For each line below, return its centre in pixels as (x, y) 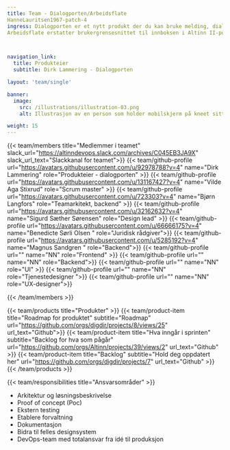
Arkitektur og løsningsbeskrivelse (64, 396)
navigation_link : (32, 57)
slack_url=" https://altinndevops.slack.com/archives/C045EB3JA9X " (103, 153)
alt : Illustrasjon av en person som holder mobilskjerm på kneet (115, 114)
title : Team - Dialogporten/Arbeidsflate (67, 13)
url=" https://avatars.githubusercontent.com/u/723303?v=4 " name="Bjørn (111, 197)
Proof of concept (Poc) (49, 403)
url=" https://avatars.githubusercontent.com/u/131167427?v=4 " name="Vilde (114, 182)
